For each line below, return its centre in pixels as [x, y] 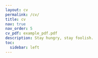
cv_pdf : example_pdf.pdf [31, 33]
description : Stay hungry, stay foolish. [50, 38]
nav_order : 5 [19, 29]
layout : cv [17, 10]
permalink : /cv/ [22, 15]
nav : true [16, 24]
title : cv [16, 19]
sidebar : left [24, 47]
